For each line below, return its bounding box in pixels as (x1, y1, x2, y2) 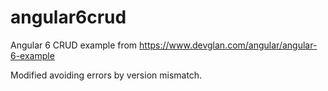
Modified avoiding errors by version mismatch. (10, 69, 203, 81)
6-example (10, 49, 55, 61)
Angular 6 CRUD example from (10, 39, 138, 51)
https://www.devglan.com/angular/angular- (139, 39, 318, 51)
